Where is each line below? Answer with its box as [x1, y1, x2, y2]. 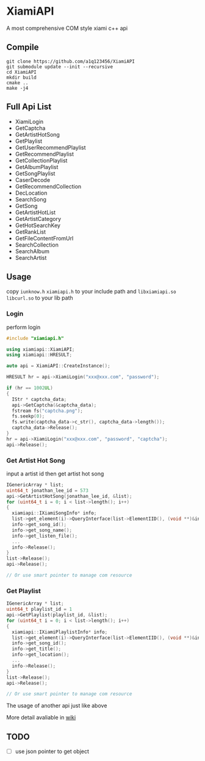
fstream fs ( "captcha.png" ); [12, 408, 84, 414]
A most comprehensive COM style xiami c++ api [6, 24, 128, 32]
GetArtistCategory [15, 215, 62, 222]
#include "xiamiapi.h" [6, 335, 64, 341]
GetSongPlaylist [15, 170, 56, 177]
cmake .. [6, 79, 29, 86]
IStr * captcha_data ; [12, 396, 67, 402]
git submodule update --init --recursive [6, 63, 113, 70]
